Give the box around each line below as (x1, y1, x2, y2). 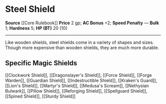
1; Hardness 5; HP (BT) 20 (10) (5, 25, 68, 31)
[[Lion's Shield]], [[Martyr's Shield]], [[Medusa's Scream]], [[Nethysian (5, 83, 149, 89)
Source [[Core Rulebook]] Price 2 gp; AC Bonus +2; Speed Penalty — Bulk (5, 20, 160, 26)
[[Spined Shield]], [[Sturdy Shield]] (5, 93, 76, 99)
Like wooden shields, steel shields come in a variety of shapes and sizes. (5, 39, 154, 45)
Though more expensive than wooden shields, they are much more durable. (5, 45, 160, 51)
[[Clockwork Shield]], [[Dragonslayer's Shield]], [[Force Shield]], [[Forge (5, 72, 152, 78)
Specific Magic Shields (5, 59, 78, 67)
